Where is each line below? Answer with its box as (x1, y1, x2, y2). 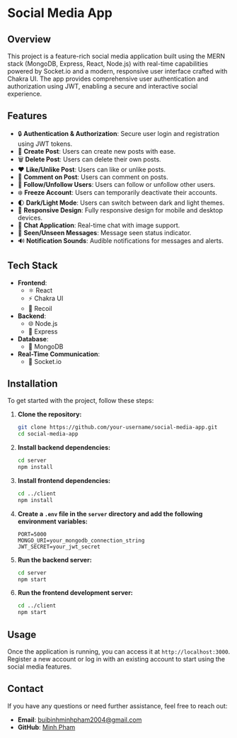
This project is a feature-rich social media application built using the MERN (7, 52, 225, 60)
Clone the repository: (17, 410, 82, 419)
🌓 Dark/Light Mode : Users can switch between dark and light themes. (17, 198, 225, 207)
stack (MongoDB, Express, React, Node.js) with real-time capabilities (7, 59, 209, 68)
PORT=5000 (17, 530, 47, 538)
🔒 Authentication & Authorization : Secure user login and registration (17, 129, 220, 137)
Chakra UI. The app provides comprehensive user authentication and (7, 74, 209, 83)
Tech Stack (7, 260, 58, 272)
